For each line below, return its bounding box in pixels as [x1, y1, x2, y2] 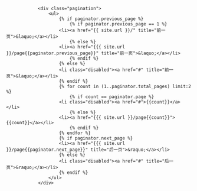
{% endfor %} [58, 130, 91, 136]
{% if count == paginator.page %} [69, 94, 155, 100]
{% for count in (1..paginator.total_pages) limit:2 [58, 83, 192, 89]
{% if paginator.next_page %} [58, 135, 133, 141]
